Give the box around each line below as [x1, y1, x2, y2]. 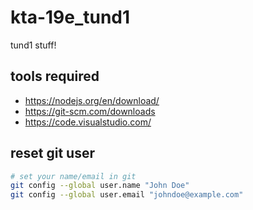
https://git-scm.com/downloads [24, 105, 156, 117]
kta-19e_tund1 [10, 6, 131, 29]
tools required [10, 68, 100, 85]
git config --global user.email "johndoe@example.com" [10, 190, 244, 200]
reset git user [10, 145, 96, 162]
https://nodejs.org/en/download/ [24, 94, 160, 106]
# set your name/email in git [10, 171, 137, 181]
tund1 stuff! [10, 39, 57, 51]
